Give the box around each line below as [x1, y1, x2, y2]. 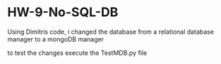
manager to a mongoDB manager [7, 34, 104, 43]
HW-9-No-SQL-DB [7, 4, 119, 20]
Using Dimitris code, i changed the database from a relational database [7, 27, 214, 36]
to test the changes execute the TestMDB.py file [7, 49, 148, 57]
